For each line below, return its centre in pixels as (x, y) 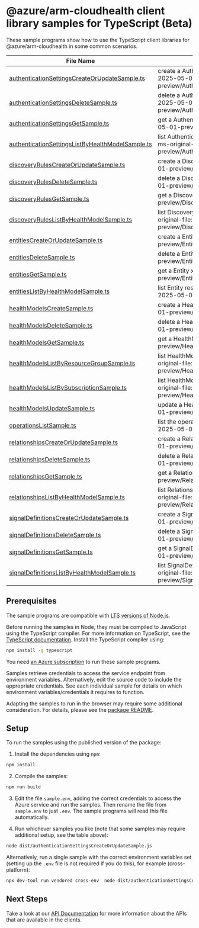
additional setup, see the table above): (61, 835)
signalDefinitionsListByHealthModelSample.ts (73, 573)
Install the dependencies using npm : (57, 754)
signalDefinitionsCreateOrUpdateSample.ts (69, 518)
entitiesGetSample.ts (38, 274)
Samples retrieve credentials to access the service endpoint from (86, 673)
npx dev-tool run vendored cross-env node (61, 881)
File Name (81, 60)
